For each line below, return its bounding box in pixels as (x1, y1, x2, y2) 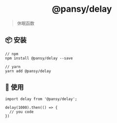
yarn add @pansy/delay (5, 69, 51, 74)
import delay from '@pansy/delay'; (5, 97, 78, 101)
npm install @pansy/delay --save (5, 55, 73, 61)
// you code (9, 109, 34, 114)
